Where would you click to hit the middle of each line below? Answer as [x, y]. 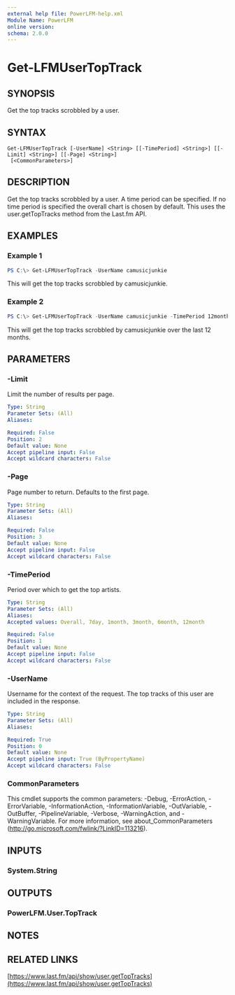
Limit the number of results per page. [61, 394]
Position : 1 [24, 641]
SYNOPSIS [31, 93]
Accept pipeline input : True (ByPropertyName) [76, 759]
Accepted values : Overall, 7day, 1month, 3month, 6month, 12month [106, 622]
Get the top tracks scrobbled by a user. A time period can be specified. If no [116, 199]
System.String [33, 870]
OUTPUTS [30, 893]
